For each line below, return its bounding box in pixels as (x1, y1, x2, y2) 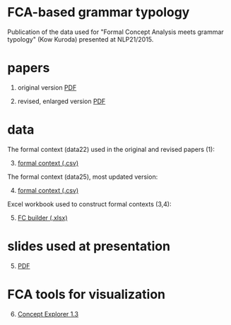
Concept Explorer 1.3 (17, 309, 79, 318)
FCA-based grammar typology (7, 4, 190, 20)
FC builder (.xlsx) (17, 213, 69, 222)
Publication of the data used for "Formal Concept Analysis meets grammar (7, 28, 224, 36)
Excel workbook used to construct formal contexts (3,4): (7, 199, 172, 208)
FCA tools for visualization (7, 286, 166, 302)
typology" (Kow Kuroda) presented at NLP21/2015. (7, 35, 154, 43)
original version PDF (17, 83, 77, 92)
